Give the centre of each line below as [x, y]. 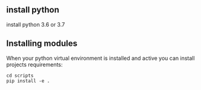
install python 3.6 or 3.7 [36, 24]
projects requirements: [35, 64]
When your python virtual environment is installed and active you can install [100, 58]
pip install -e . [28, 81]
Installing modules [42, 44]
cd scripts [20, 76]
